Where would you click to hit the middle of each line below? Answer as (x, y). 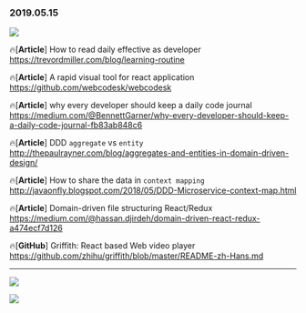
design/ (24, 163)
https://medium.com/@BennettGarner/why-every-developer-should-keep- (149, 116)
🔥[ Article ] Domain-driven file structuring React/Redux (111, 208)
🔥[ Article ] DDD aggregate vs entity (76, 143)
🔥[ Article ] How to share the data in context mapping (107, 180)
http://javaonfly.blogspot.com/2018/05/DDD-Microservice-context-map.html (153, 191)
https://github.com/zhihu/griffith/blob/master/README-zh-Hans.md (137, 256)
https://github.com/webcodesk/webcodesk (91, 87)
